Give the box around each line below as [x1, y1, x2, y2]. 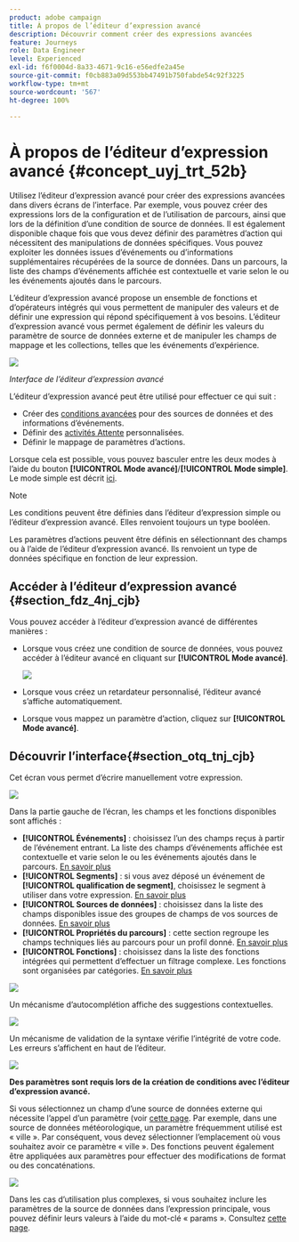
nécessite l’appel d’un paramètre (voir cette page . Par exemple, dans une [9, 1112, 278, 1123]
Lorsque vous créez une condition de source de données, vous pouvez [21, 643, 283, 654]
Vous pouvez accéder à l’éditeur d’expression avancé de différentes [9, 616, 258, 628]
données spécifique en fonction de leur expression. [9, 553, 198, 564]
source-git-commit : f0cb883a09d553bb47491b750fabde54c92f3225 [9, 71, 245, 80]
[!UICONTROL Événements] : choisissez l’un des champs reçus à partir [21, 832, 285, 843]
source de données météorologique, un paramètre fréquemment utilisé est [9, 1122, 283, 1132]
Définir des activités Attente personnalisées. [21, 427, 185, 438]
